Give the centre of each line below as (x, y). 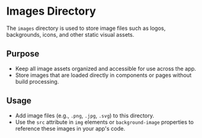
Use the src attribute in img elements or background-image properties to (104, 122)
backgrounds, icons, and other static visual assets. (70, 34)
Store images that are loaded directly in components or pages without (103, 75)
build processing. (37, 81)
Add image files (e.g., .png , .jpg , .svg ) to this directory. (84, 115)
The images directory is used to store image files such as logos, (86, 28)
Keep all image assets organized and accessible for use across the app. (106, 68)
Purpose (23, 54)
